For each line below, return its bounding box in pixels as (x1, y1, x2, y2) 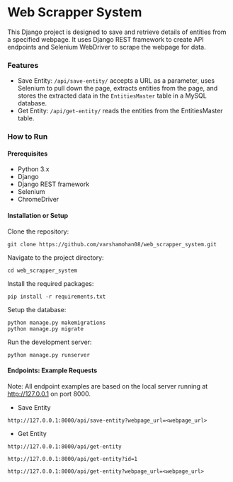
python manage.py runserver (7, 351, 91, 358)
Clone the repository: (7, 227, 69, 236)
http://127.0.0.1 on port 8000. (7, 389, 91, 398)
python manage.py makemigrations (7, 319, 106, 326)
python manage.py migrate (7, 325, 84, 333)
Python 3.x (17, 165, 50, 173)
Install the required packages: (7, 279, 94, 287)
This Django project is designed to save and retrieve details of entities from (7, 28, 227, 36)
